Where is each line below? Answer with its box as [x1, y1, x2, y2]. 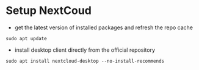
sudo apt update [5, 35, 47, 41]
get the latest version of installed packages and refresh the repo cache [14, 24, 194, 31]
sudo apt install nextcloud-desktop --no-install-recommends [5, 58, 165, 64]
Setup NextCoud [5, 4, 92, 18]
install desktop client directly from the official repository [14, 46, 156, 54]
